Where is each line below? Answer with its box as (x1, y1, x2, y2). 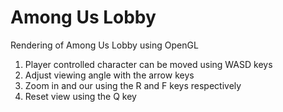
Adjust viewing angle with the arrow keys (24, 69, 195, 81)
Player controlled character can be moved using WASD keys (24, 58, 273, 70)
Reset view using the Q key (24, 90, 137, 102)
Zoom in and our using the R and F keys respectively (24, 79, 242, 91)
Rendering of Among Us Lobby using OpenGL (10, 39, 199, 51)
